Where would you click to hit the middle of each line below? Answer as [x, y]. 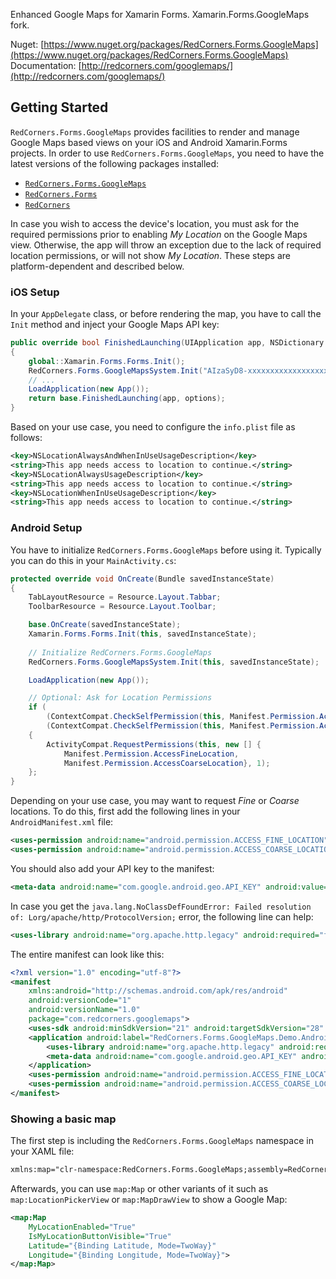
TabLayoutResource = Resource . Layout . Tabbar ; [125, 597]
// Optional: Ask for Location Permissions [120, 698]
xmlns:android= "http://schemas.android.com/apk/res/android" [158, 991]
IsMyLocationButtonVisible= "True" [100, 1236]
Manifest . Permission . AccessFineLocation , [151, 754]
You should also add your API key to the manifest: [112, 868]
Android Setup [46, 528]
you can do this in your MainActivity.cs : [93, 560]
